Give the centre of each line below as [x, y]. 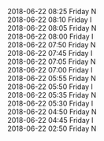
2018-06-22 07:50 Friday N [52, 45]
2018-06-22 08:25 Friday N [52, 11]
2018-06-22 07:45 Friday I [50, 53]
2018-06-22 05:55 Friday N [52, 78]
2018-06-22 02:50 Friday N [52, 128]
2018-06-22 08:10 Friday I [50, 20]
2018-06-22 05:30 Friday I [50, 103]
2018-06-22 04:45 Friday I [50, 120]
